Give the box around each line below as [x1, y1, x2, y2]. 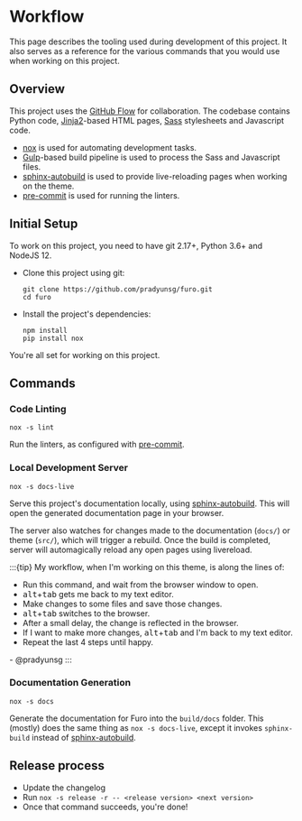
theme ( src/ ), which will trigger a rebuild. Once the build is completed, [9, 534, 271, 545]
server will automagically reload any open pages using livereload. [9, 544, 252, 555]
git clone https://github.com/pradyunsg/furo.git [22, 284, 214, 294]
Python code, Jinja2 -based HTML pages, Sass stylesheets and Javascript [9, 115, 285, 125]
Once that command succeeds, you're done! [22, 801, 188, 812]
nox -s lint [9, 423, 54, 432]
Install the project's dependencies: [22, 309, 151, 319]
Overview [9, 81, 66, 97]
